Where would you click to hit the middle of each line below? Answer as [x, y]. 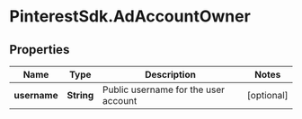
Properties [40, 50]
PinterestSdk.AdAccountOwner [130, 17]
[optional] [267, 95]
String [80, 95]
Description [170, 75]
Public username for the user [163, 89]
